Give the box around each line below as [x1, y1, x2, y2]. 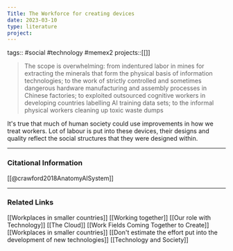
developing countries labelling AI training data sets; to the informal [24, 98, 214, 107]
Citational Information [7, 158, 83, 168]
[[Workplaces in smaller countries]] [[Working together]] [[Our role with [7, 213, 212, 222]
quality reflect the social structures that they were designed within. [7, 135, 198, 143]
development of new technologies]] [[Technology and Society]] [7, 235, 189, 243]
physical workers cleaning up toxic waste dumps [24, 106, 164, 114]
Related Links [7, 198, 54, 207]
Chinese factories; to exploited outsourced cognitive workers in [24, 92, 206, 100]
